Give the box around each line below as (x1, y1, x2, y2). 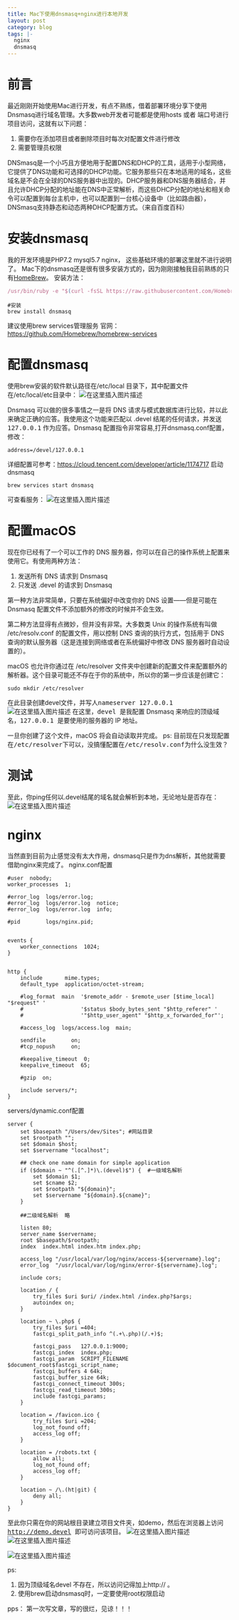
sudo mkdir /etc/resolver (7, 685, 84, 692)
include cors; (20, 1274, 62, 1281)
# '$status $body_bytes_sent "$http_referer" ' (20, 1006, 218, 1013)
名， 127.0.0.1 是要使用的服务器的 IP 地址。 (7, 716, 142, 724)
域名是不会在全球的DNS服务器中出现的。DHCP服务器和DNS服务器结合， (7, 176, 220, 185)
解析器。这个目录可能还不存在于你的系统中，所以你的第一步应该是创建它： (7, 671, 225, 679)
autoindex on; (33, 1299, 75, 1306)
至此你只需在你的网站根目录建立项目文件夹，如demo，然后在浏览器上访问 (7, 1518, 224, 1527)
